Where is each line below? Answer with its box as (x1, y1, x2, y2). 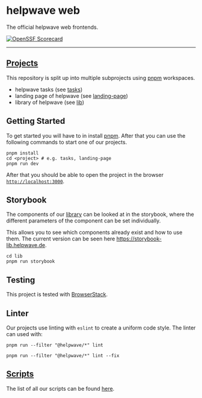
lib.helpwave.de (6, 242, 46, 249)
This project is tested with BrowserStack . (6, 291, 108, 298)
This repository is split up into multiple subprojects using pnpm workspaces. (6, 74, 195, 81)
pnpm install (6, 150, 39, 156)
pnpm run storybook (6, 259, 55, 265)
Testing (6, 275, 35, 285)
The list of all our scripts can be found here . (6, 385, 115, 392)
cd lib (6, 253, 23, 259)
